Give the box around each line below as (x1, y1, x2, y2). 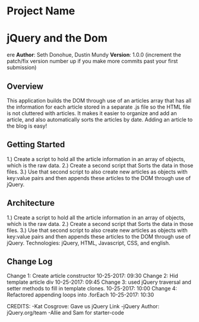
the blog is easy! (7, 122, 48, 129)
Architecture (7, 198, 55, 208)
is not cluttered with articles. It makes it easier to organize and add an (7, 109, 177, 117)
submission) (7, 64, 37, 71)
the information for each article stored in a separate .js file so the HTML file (7, 103, 191, 110)
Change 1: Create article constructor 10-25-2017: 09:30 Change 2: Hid (7, 273, 178, 280)
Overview (7, 81, 44, 91)
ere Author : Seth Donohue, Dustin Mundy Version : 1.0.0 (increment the (7, 51, 182, 58)
